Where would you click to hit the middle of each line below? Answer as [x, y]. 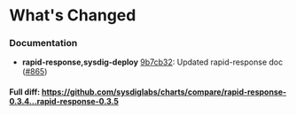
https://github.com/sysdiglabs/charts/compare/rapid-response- [164, 92]
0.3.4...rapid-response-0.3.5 [64, 102]
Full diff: [25, 92]
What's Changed [73, 15]
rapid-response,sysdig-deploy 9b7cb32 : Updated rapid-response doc [152, 62]
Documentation [43, 43]
